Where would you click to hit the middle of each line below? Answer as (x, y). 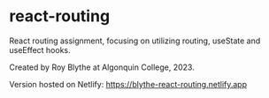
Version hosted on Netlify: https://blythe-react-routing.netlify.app (128, 84)
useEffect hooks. (40, 49)
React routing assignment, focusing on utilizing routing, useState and (135, 41)
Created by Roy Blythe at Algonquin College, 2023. (102, 67)
